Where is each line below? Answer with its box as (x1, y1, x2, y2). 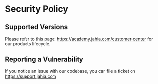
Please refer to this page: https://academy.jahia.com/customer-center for (5, 36, 153, 42)
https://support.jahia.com (5, 73, 56, 79)
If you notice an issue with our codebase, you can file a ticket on (5, 68, 136, 74)
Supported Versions (5, 23, 68, 31)
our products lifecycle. (5, 41, 51, 47)
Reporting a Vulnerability (5, 55, 83, 63)
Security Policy (5, 3, 69, 15)
